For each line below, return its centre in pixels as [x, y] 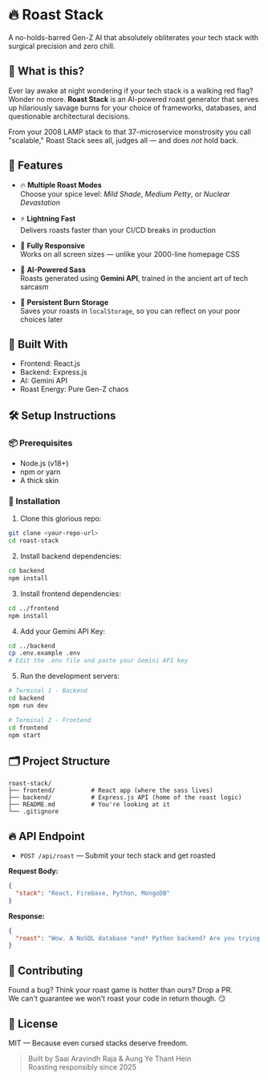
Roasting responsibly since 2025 [82, 1067]
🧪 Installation [35, 501]
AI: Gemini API [44, 381]
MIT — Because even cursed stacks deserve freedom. [98, 1043]
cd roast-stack [34, 541]
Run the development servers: [70, 676]
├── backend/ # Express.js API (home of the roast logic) [125, 798]
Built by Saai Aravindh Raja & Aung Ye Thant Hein [110, 1058]
